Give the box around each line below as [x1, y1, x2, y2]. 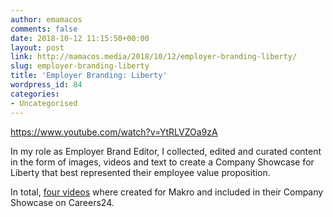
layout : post [10, 42, 65, 53]
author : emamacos [10, 14, 83, 25]
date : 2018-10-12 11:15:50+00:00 [10, 33, 150, 43]
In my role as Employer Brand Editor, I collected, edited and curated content [10, 145, 322, 157]
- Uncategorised [10, 98, 78, 108]
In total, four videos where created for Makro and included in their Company [10, 186, 324, 198]
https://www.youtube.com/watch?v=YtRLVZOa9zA [10, 126, 218, 138]
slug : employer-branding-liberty [10, 61, 150, 71]
